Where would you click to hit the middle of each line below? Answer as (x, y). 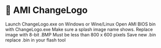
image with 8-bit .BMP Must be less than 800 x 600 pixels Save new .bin (81, 34)
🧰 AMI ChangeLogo (46, 10)
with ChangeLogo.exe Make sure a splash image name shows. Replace (79, 29)
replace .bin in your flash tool (36, 40)
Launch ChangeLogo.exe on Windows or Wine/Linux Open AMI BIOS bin (80, 24)
